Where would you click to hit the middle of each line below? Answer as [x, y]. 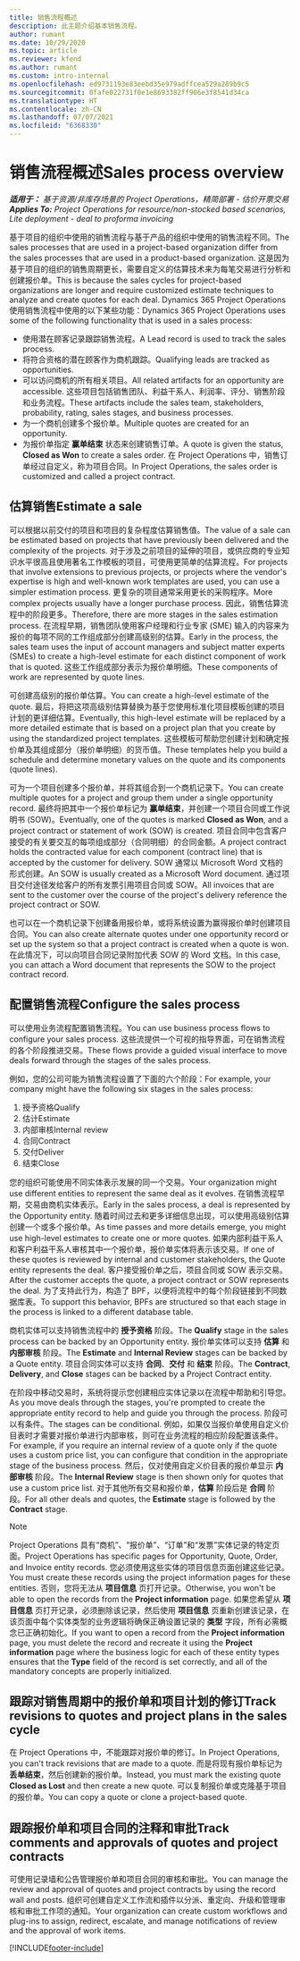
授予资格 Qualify [51, 1107]
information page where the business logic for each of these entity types [144, 1652]
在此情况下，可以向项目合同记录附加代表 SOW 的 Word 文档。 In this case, [145, 954]
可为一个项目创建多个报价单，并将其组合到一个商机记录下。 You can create [146, 787]
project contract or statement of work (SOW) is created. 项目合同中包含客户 [148, 830]
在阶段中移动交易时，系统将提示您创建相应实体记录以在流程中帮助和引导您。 [150, 1392]
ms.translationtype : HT [54, 101]
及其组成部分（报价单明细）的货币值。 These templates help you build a [156, 749]
